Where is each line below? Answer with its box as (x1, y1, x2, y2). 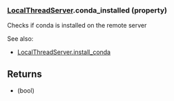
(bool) (17, 86, 35, 95)
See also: (7, 35, 34, 43)
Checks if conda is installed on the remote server (7, 21, 147, 30)
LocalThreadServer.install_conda (17, 48, 111, 57)
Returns (7, 68, 43, 80)
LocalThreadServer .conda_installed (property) (7, 6, 168, 15)
